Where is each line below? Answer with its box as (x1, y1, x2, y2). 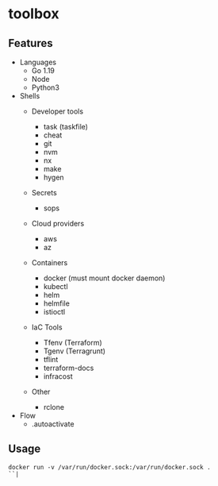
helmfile (43, 299, 70, 308)
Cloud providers (31, 219, 85, 228)
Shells (19, 91, 40, 100)
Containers (31, 258, 68, 267)
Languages (19, 57, 57, 67)
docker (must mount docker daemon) (43, 273, 166, 283)
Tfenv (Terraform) (43, 338, 103, 347)
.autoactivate (31, 419, 75, 429)
